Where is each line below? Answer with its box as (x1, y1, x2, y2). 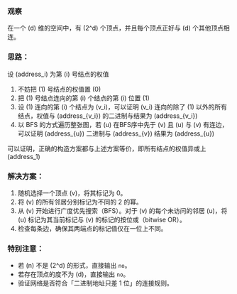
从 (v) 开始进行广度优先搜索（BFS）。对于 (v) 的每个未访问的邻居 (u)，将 (17, 206, 228, 214)
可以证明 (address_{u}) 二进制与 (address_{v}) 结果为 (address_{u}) (17, 129, 215, 138)
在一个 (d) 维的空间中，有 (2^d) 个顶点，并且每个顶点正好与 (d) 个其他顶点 (7, 23, 224, 33)
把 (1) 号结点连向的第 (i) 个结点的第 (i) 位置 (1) (17, 94, 150, 102)
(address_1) (7, 152, 40, 160)
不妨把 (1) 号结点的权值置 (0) (17, 85, 101, 93)
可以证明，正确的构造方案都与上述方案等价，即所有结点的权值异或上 (7, 144, 206, 153)
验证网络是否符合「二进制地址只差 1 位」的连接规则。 (17, 279, 174, 288)
